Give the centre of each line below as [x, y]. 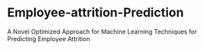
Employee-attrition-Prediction [96, 13]
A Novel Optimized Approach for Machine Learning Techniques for [102, 32]
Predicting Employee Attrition [49, 38]
